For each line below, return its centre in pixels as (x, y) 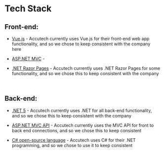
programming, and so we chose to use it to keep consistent (72, 145)
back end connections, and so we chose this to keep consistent (77, 130)
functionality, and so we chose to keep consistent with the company (81, 44)
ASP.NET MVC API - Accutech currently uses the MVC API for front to (83, 125)
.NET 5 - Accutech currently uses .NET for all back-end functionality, (82, 110)
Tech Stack (28, 9)
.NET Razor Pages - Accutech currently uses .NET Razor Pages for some (86, 68)
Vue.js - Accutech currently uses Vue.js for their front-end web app (81, 38)
